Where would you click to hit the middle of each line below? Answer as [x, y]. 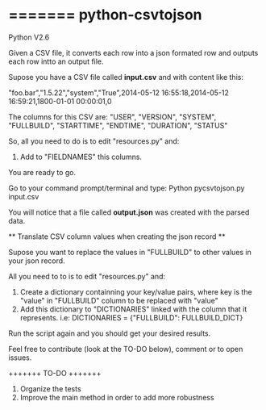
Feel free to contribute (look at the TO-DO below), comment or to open [126, 349]
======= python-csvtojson [106, 15]
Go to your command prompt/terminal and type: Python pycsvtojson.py [127, 188]
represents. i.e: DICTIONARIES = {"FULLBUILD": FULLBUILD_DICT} [131, 317]
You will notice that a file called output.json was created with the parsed [129, 212]
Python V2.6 [29, 37]
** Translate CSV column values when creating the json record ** [117, 236]
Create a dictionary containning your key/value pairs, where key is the [136, 291]
